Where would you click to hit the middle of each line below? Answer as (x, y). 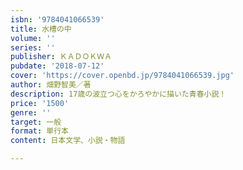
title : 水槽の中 (41, 29)
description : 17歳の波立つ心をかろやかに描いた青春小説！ (118, 94)
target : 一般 (36, 122)
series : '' (33, 47)
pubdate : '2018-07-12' (57, 66)
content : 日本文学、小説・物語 (68, 141)
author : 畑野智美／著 (51, 85)
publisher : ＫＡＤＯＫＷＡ (61, 57)
